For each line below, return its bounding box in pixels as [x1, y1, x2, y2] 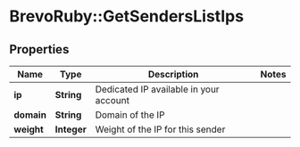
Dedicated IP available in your [95, 83, 221, 95]
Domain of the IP [95, 109, 165, 121]
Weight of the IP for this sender [95, 123, 226, 135]
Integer [54, 123, 87, 135]
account [95, 94, 129, 106]
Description [147, 69, 199, 80]
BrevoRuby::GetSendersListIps [9, 6, 244, 27]
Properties [9, 42, 70, 57]
